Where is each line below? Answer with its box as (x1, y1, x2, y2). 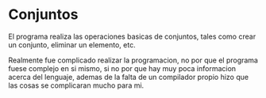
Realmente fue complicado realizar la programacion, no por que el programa (8, 55, 258, 65)
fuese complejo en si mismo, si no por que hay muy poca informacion (8, 63, 237, 73)
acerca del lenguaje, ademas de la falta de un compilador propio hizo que (8, 72, 249, 81)
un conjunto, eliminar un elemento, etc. (8, 40, 137, 49)
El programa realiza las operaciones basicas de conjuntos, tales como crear (8, 32, 256, 41)
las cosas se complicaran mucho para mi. (8, 81, 145, 90)
